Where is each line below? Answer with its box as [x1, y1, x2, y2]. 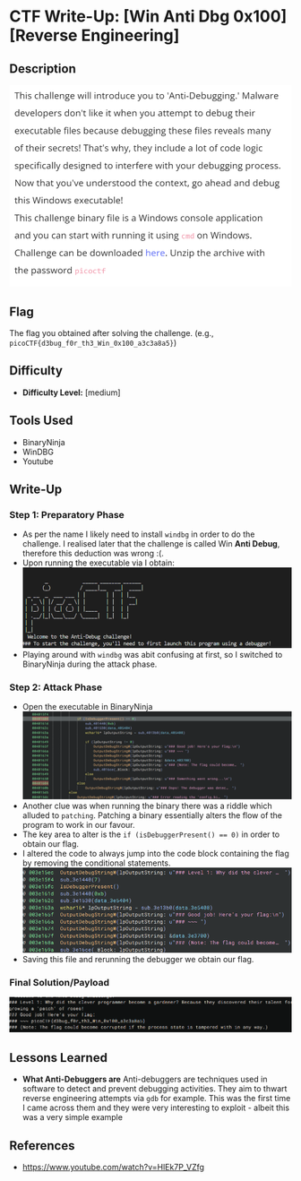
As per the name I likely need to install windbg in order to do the [21, 529, 255, 539]
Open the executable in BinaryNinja [21, 702, 153, 712]
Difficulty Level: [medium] [21, 387, 121, 398]
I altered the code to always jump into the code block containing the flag [21, 848, 289, 858]
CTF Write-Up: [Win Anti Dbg [9, 6, 230, 27]
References [9, 1138, 75, 1153]
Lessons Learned [9, 1050, 107, 1065]
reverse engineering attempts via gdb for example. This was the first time [21, 1093, 291, 1104]
